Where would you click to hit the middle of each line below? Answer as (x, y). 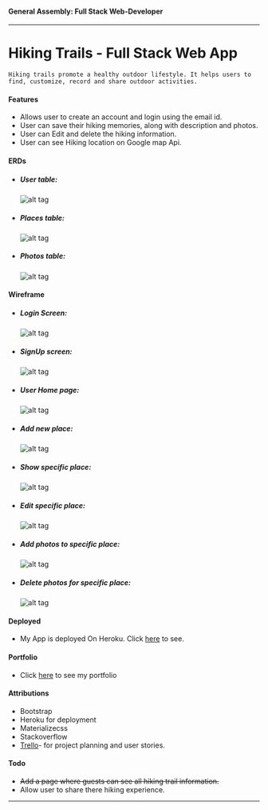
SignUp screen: (46, 351)
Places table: (42, 218)
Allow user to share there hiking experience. (92, 790)
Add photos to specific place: (70, 543)
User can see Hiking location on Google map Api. (100, 142)
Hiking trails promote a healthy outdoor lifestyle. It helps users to (130, 75)
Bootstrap (36, 711)
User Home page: (49, 390)
